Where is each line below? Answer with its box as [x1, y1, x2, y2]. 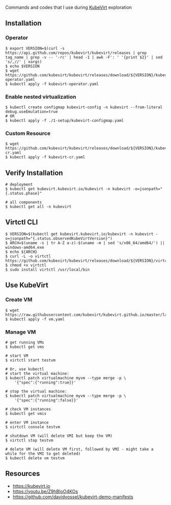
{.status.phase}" [5, 191, 42, 196]
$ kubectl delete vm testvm [5, 455, 65, 461]
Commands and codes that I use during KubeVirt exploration [5, 5, 132, 10]
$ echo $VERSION [5, 64, 40, 69]
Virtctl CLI [5, 218, 38, 227]
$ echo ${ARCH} [5, 249, 38, 254]
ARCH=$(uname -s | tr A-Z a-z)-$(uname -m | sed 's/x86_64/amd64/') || [10, 240, 165, 246]
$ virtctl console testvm [5, 424, 60, 429]
